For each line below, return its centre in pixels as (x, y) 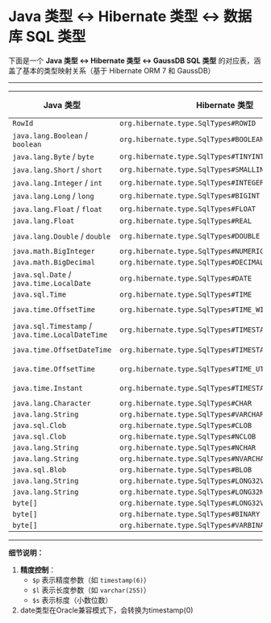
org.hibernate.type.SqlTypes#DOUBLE (190, 236)
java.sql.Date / (42, 274)
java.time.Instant (48, 388)
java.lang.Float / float (58, 209)
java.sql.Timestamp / (52, 326)
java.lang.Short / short (58, 169)
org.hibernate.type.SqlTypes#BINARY (190, 514)
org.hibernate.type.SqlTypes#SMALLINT (194, 169)
